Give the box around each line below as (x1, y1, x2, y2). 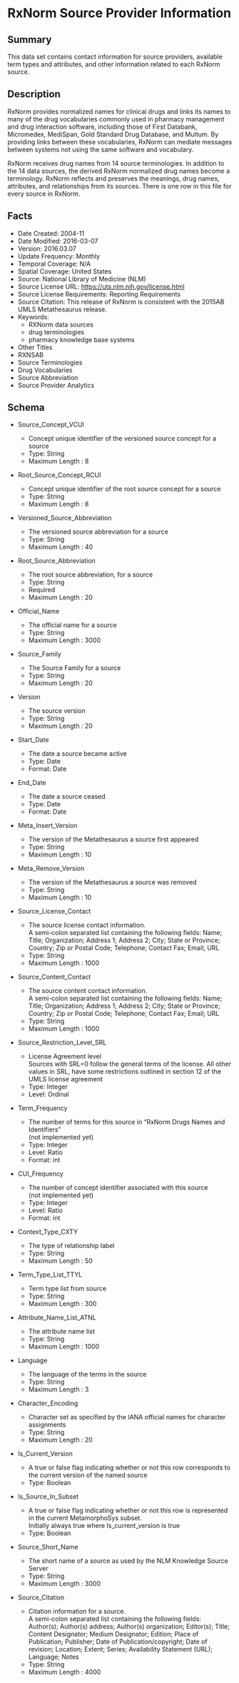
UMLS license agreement (28, 1075, 103, 1084)
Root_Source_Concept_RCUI (17, 471, 101, 479)
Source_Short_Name (17, 1543, 78, 1552)
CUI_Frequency (17, 1169, 63, 1178)
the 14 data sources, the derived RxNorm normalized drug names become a (7, 166, 230, 175)
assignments (28, 1420, 66, 1429)
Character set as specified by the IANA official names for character (28, 1413, 226, 1422)
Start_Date (17, 736, 49, 744)
